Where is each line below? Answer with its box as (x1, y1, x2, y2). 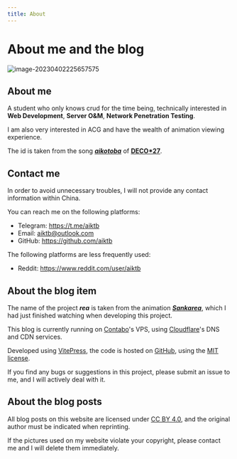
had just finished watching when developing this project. (7, 311, 172, 320)
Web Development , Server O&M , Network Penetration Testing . (7, 112, 195, 120)
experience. (7, 133, 43, 142)
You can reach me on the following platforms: (7, 208, 140, 216)
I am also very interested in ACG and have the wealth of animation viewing (7, 125, 225, 134)
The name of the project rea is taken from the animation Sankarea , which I (7, 304, 226, 312)
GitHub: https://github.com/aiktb (17, 236, 113, 246)
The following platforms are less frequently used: (7, 250, 151, 259)
